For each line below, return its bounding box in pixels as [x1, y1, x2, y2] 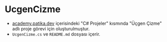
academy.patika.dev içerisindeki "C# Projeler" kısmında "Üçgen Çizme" [12, 20, 162, 26]
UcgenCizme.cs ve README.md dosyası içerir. [12, 31, 101, 37]
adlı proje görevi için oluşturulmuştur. [12, 25, 90, 31]
